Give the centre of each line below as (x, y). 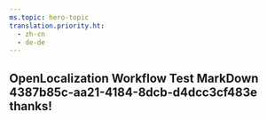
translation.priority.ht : (57, 26)
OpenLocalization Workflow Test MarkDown (134, 78)
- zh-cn (31, 34)
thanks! (31, 106)
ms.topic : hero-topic (49, 17)
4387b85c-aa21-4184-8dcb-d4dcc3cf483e (133, 92)
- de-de (31, 42)
